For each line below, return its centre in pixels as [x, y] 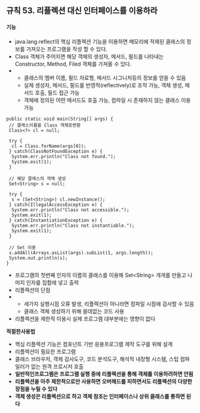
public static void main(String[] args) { [60, 119]
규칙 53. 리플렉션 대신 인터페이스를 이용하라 [82, 11]
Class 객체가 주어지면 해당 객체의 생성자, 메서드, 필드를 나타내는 [89, 56]
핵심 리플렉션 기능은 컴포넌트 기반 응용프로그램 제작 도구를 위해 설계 [94, 344]
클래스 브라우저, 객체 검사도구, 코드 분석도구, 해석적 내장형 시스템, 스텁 [97, 359]
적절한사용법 [21, 331]
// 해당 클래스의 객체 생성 [37, 178]
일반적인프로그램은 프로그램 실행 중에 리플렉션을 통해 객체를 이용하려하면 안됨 [104, 374]
